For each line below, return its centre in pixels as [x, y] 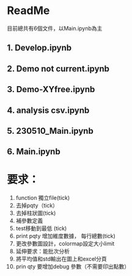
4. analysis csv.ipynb [48, 110]
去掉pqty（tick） [37, 206]
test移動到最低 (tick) [41, 228]
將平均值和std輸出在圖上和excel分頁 [61, 259]
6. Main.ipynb [34, 152]
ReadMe [28, 11]
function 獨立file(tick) [43, 198]
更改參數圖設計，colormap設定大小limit [65, 244]
